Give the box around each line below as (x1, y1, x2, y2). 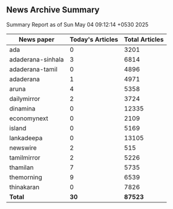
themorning (9, 173, 42, 181)
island (9, 124, 27, 132)
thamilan (9, 163, 34, 172)
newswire (9, 143, 38, 152)
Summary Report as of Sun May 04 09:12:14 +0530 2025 (6, 21, 149, 28)
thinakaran (9, 182, 40, 191)
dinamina (9, 104, 36, 112)
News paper (18, 35, 54, 43)
